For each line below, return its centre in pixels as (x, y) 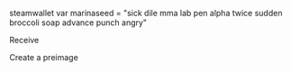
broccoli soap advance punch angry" (78, 22)
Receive (24, 40)
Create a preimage (44, 57)
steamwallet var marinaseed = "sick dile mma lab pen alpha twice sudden (146, 13)
